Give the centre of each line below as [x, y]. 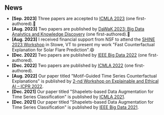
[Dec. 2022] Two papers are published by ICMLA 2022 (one [72, 65]
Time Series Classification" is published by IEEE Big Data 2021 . [75, 107]
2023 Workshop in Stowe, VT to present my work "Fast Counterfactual [83, 44]
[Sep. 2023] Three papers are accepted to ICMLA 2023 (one [73, 18]
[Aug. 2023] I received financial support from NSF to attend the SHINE [83, 39]
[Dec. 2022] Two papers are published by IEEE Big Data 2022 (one [80, 55]
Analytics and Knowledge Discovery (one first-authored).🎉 [71, 34]
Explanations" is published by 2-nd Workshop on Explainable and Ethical [85, 81]
